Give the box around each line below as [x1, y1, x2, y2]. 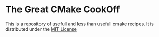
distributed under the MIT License [5, 26, 77, 32]
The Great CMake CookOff [5, 4, 121, 15]
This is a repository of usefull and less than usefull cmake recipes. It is [5, 21, 154, 27]
